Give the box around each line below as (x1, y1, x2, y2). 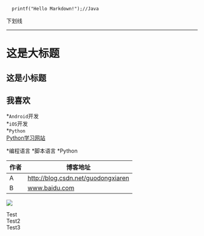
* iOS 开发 (6, 120, 29, 127)
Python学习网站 (6, 134, 46, 141)
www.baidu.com (27, 184, 75, 192)
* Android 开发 (6, 113, 39, 120)
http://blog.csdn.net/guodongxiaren (27, 174, 129, 182)
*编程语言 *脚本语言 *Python (6, 147, 78, 155)
